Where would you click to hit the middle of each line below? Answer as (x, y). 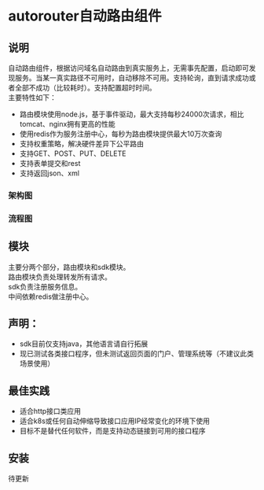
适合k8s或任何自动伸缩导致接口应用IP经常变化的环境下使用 (115, 421)
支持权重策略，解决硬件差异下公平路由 (81, 144)
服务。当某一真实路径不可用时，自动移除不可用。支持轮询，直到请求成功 (132, 78)
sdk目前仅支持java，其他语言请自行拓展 (84, 344)
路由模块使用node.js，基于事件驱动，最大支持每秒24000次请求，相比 (132, 114)
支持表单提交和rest (50, 163)
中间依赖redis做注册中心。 (51, 297)
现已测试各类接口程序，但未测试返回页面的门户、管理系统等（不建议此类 (136, 354)
